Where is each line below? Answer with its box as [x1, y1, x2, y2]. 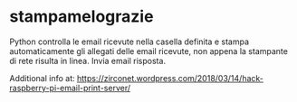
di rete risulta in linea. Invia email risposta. [9, 55, 166, 66]
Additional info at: [9, 72, 75, 83]
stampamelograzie [9, 6, 154, 27]
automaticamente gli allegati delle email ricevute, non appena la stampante [9, 45, 288, 56]
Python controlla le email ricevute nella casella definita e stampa [9, 36, 249, 47]
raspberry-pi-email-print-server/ [9, 82, 131, 93]
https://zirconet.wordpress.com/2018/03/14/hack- [76, 72, 264, 83]
